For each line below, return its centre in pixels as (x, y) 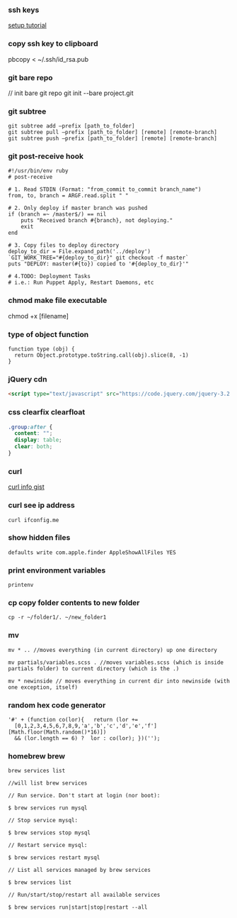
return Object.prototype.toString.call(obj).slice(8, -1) (102, 355)
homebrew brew (37, 756)
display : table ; (38, 440)
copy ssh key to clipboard (53, 44)
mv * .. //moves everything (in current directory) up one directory (113, 650)
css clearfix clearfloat (47, 412)
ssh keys (24, 10)
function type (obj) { (41, 349)
